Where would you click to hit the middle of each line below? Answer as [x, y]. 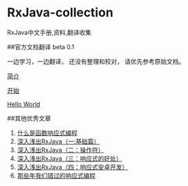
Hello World [24, 104]
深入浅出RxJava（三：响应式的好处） [69, 158]
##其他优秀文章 [29, 118]
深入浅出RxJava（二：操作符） [60, 150]
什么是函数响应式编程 [47, 133]
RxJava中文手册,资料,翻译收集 [49, 32]
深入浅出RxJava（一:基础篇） [58, 141]
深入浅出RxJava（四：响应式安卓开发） [72, 167]
